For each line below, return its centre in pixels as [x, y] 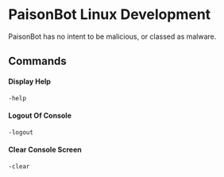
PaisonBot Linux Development [110, 15]
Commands [38, 61]
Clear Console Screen [45, 150]
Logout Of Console [40, 115]
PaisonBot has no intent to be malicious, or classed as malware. [112, 36]
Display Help [30, 81]
